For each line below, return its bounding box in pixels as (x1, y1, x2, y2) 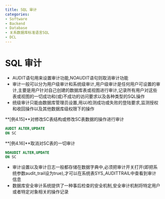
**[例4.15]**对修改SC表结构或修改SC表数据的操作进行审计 (5, 116, 125, 122)
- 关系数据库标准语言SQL (5, 30, 49, 35)
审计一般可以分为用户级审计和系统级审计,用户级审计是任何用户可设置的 (12, 81, 156, 87)
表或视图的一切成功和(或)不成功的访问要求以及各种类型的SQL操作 (12, 93, 145, 99)
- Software (5, 16, 28, 21)
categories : (5, 12, 30, 17)
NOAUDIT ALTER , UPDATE (5, 150, 50, 155)
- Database (5, 26, 28, 31)
